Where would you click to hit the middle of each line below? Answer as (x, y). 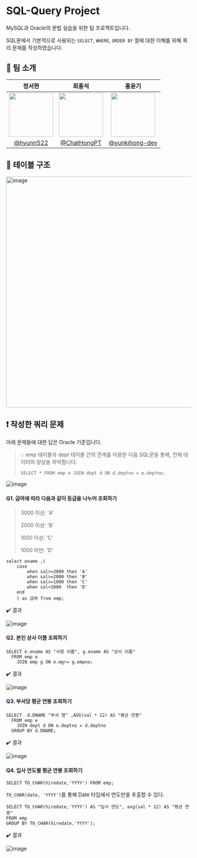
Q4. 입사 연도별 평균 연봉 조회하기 (45, 770)
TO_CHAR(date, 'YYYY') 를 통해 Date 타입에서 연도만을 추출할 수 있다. (85, 794)
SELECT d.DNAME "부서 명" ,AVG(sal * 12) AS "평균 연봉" (74, 715)
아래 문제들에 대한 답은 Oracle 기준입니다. (54, 442)
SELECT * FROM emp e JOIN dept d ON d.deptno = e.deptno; (93, 473)
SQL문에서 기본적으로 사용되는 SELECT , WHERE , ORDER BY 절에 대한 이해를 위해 (94, 40)
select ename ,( (26, 561)
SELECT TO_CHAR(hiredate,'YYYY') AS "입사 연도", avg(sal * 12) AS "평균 (94, 807)
